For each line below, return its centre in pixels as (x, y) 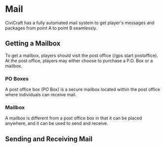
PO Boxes (17, 78)
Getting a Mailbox (33, 44)
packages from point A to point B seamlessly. (51, 28)
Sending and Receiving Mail (49, 139)
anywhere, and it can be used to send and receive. (57, 123)
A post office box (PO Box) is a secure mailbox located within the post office (83, 89)
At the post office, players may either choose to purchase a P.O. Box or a (79, 61)
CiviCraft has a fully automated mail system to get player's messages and (80, 23)
